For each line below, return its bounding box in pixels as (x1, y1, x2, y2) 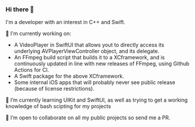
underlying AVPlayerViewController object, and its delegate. (14, 48, 160, 55)
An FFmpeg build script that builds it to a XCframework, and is (14, 54, 165, 61)
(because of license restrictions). (14, 85, 95, 92)
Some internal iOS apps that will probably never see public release (14, 79, 176, 86)
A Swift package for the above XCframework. (14, 73, 124, 80)
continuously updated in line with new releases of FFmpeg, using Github (14, 60, 190, 67)
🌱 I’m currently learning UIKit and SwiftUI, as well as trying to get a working (5, 96, 188, 103)
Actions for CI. (14, 66, 49, 73)
